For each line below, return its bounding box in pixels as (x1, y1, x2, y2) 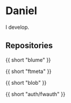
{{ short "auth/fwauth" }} (5, 90, 66, 98)
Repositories (5, 41, 53, 51)
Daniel (5, 4, 38, 18)
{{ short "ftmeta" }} (5, 68, 52, 75)
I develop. (5, 24, 30, 31)
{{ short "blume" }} (5, 56, 51, 63)
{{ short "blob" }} (5, 79, 47, 86)
